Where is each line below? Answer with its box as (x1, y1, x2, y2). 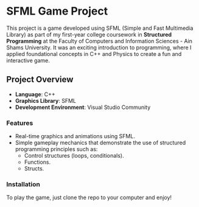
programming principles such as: (15, 146, 98, 153)
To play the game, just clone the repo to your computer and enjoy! (6, 194, 172, 202)
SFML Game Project (6, 4, 108, 18)
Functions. (24, 158, 51, 166)
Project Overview (6, 74, 74, 85)
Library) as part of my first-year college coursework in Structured (6, 30, 172, 38)
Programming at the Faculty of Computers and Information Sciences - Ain (6, 37, 193, 44)
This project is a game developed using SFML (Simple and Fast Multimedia (6, 24, 194, 32)
